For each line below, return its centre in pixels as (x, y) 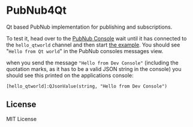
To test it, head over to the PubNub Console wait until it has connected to (96, 38)
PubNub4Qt (37, 10)
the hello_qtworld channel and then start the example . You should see (93, 45)
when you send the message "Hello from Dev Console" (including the (92, 63)
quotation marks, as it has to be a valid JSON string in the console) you (94, 69)
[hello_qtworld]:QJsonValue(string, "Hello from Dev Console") (87, 86)
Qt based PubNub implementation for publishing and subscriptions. (89, 27)
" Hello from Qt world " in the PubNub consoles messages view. (85, 51)
